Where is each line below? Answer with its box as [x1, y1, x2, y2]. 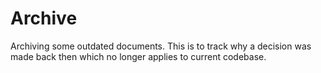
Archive [10, 7, 78, 30]
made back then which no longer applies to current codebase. [10, 50, 267, 62]
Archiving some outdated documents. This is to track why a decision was [10, 40, 312, 52]
